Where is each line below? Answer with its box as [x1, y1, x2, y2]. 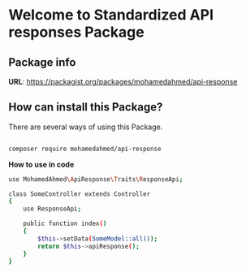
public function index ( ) [23, 219, 107, 228]
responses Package [8, 23, 145, 41]
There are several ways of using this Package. [8, 122, 163, 132]
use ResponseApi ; [23, 205, 82, 213]
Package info [8, 55, 76, 69]
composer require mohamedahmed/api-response [8, 145, 162, 153]
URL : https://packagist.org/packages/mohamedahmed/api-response [8, 77, 238, 86]
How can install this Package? [8, 100, 163, 115]
